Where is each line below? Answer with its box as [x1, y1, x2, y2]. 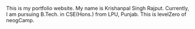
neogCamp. [6, 17, 35, 23]
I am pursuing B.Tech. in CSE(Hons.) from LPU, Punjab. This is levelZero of [6, 11, 187, 18]
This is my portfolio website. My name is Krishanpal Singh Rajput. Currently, [6, 5, 190, 11]
